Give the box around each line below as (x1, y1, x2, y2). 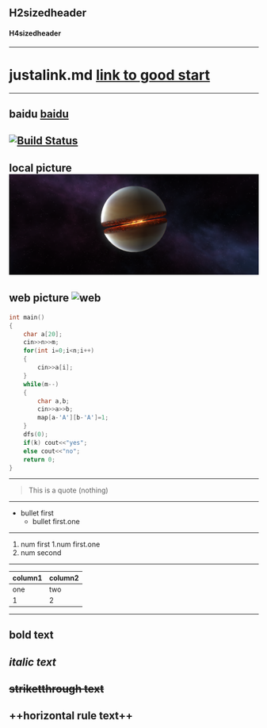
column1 (12, 573, 43, 582)
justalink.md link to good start (9, 66, 211, 84)
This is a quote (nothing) (28, 485, 109, 495)
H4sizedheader (9, 28, 62, 38)
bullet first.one (32, 517, 80, 527)
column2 (48, 573, 79, 582)
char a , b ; (37, 397, 70, 405)
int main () (9, 313, 45, 321)
